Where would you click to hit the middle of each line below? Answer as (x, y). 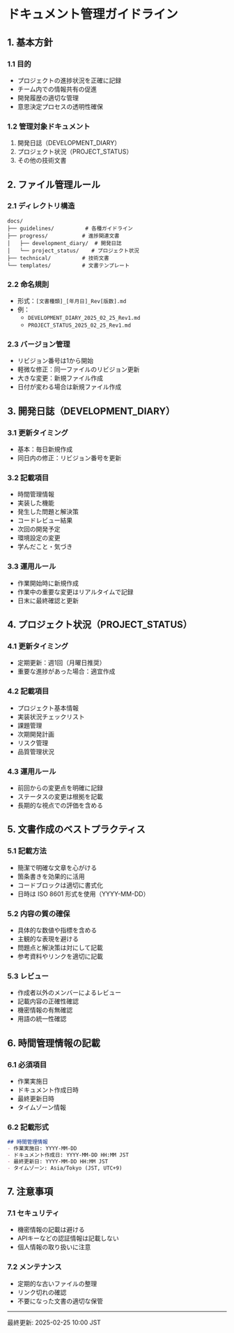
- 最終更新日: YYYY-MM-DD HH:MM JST (58, 1161)
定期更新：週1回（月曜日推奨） (61, 663)
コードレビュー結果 (45, 520)
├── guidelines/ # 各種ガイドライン (70, 228)
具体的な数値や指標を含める (57, 930)
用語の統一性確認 (42, 1019)
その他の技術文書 (42, 161)
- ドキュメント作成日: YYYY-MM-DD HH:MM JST (68, 1155)
